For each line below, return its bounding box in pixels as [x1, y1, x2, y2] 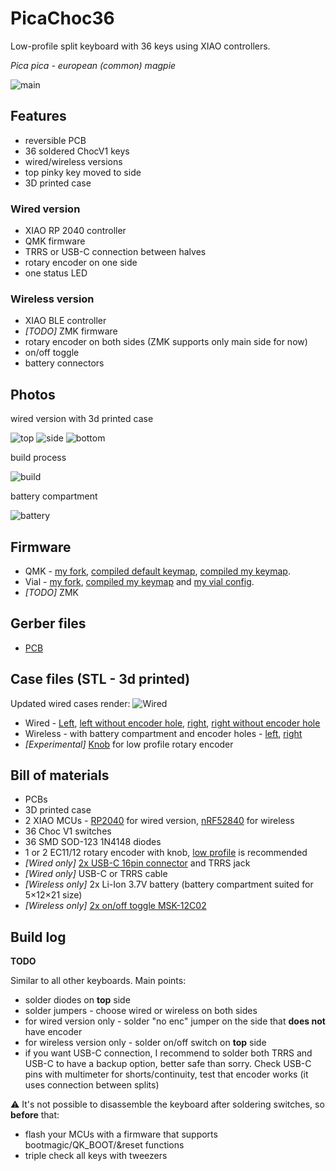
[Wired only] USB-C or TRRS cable [24, 868, 168, 880]
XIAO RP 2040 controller [24, 225, 127, 237]
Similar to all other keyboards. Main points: [10, 975, 187, 987]
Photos [10, 386, 56, 403]
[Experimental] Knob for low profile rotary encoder [24, 738, 234, 750]
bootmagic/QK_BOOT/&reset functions [24, 1139, 185, 1151]
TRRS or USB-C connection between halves [24, 246, 207, 258]
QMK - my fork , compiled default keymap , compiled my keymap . [24, 565, 291, 577]
